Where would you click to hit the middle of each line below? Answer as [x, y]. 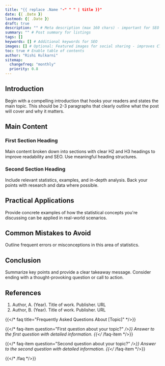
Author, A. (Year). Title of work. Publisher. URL [59, 305]
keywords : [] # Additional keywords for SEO [51, 42]
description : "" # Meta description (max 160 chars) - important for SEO [82, 28]
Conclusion [23, 260]
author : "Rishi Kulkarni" [31, 55]
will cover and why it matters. [35, 111]
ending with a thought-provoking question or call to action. [64, 278]
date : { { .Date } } [24, 14]
